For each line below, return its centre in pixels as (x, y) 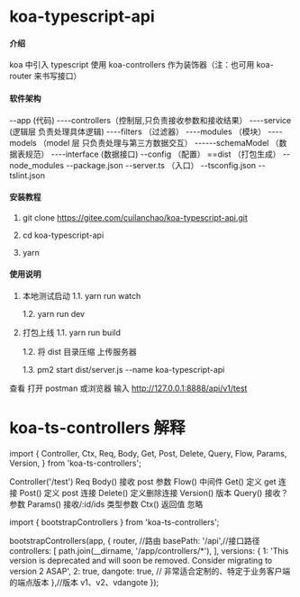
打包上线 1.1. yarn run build (72, 332)
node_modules (37, 165)
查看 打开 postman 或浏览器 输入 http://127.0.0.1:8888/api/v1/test (128, 388)
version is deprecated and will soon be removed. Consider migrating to (141, 560)
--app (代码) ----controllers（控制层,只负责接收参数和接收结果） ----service (150, 120)
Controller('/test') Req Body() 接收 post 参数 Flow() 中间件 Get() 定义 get (143, 481)
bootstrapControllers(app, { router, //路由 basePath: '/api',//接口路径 (135, 540)
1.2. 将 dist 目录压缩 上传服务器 (79, 352)
